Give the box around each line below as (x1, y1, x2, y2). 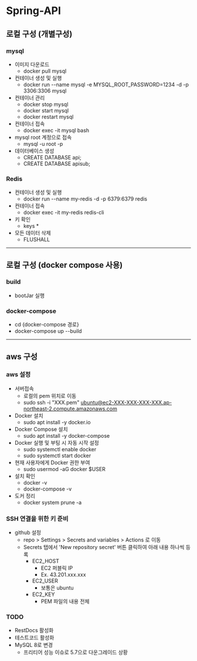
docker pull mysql (23, 67, 67, 74)
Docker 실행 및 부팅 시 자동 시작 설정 (14, 439, 100, 446)
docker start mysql (23, 107, 69, 114)
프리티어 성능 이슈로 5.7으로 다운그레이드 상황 (23, 649, 128, 656)
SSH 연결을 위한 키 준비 (6, 515, 69, 523)
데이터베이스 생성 (14, 147, 55, 154)
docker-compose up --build (14, 328, 82, 335)
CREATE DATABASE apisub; (23, 160, 91, 167)
